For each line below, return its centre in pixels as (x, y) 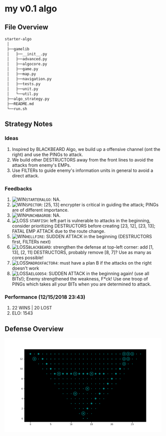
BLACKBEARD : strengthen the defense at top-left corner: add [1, (91, 247)
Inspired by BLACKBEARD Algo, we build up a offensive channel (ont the (86, 149)
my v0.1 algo (31, 9)
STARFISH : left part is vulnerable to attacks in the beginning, (90, 220)
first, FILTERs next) (31, 242)
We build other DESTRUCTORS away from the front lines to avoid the (83, 159)
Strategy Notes (29, 124)
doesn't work (25, 268)
